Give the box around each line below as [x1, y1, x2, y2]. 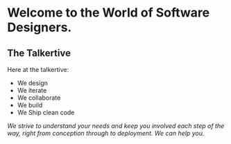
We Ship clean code [17, 109, 75, 116]
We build [17, 101, 43, 109]
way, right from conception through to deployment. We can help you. [7, 129, 205, 137]
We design [17, 79, 49, 87]
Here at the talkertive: [7, 66, 69, 73]
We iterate [17, 87, 47, 94]
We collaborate [17, 93, 61, 102]
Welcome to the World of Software [7, 5, 210, 21]
